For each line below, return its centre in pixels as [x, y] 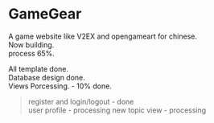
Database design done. [47, 77]
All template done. [39, 68]
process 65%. [31, 53]
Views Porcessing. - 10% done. [60, 86]
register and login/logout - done [81, 101]
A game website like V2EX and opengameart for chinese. [103, 36]
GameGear [45, 14]
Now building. [31, 44]
